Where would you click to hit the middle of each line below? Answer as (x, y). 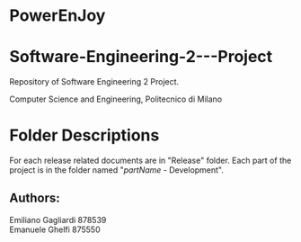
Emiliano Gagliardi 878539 (58, 220)
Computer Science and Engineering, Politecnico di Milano (116, 99)
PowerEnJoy (58, 16)
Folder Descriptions (84, 135)
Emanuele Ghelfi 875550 (55, 229)
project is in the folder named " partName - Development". (117, 170)
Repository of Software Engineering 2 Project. (94, 82)
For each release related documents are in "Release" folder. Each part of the (150, 161)
